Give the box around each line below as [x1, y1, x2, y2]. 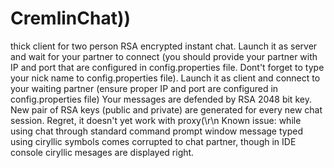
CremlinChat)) [10, 7, 132, 30]
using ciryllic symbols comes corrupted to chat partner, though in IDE [10, 135, 297, 147]
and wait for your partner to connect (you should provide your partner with [10, 50, 318, 62]
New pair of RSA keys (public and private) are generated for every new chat [10, 103, 323, 116]
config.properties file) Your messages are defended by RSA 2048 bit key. [10, 93, 312, 105]
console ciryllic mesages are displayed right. [10, 146, 195, 158]
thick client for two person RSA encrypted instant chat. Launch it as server [10, 40, 318, 52]
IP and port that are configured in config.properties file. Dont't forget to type [10, 61, 325, 73]
